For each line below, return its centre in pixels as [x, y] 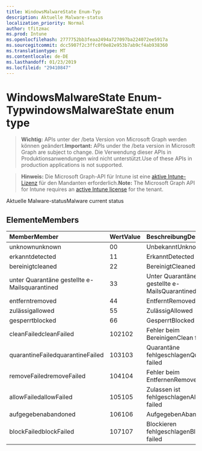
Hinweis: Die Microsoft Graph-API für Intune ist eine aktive [94, 177]
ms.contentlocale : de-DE [37, 56]
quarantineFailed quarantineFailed [57, 355]
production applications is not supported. [72, 165]
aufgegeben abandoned [43, 414]
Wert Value [125, 237]
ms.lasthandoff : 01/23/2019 [41, 62]
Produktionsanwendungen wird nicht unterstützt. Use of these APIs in [106, 159]
